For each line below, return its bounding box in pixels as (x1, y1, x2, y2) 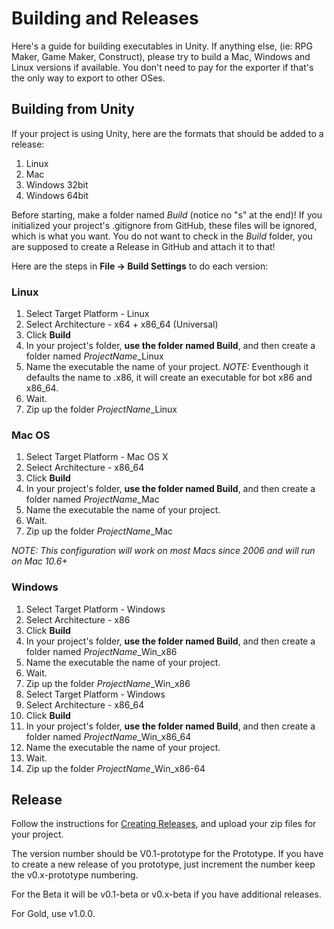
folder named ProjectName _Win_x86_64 (25, 730, 192, 742)
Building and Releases (11, 7, 199, 30)
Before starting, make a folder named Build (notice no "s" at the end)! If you (11, 208, 323, 221)
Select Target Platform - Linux (25, 308, 150, 320)
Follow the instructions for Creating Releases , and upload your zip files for (11, 818, 317, 830)
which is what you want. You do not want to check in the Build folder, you (11, 230, 313, 242)
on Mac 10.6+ (11, 555, 68, 567)
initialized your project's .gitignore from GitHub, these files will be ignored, (11, 219, 318, 231)
